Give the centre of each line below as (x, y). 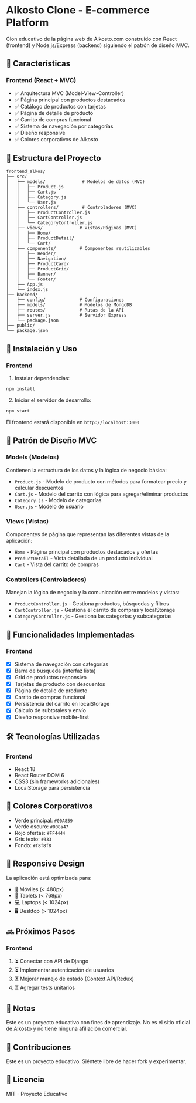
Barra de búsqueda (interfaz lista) (55, 671)
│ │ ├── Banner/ (31, 274)
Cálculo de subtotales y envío (50, 710)
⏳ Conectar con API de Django (51, 961)
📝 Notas (21, 1008)
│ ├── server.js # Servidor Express (66, 315)
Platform (27, 23)
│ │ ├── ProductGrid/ (37, 269)
